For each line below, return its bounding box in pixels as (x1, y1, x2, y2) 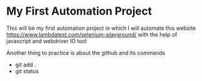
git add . (15, 61, 37, 68)
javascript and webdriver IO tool (6, 37, 87, 44)
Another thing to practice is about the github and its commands (6, 49, 165, 56)
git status (15, 67, 39, 74)
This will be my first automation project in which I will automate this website (6, 24, 197, 32)
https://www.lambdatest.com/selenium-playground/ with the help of (6, 30, 178, 38)
